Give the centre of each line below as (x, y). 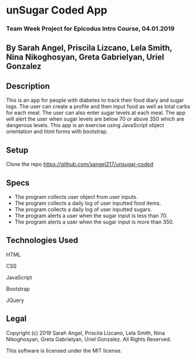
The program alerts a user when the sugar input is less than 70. (91, 215)
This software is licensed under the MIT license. (64, 350)
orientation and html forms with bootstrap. (57, 132)
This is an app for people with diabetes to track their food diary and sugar (95, 100)
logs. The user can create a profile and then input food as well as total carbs (98, 107)
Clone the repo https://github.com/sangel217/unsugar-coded (80, 164)
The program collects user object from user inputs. (76, 197)
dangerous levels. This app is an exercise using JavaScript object (85, 125)
